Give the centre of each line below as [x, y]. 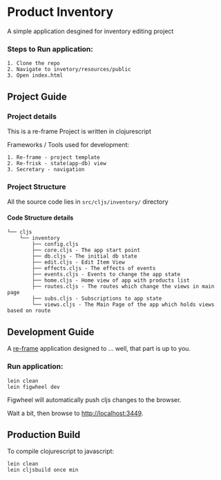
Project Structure [37, 186]
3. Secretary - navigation [46, 169]
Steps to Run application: [50, 49]
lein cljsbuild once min [43, 470]
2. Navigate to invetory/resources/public [69, 70]
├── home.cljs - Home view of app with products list [111, 280]
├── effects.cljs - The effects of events [94, 269]
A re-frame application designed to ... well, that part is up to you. [99, 349]
